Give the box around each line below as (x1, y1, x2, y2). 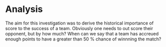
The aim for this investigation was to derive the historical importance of (5, 20, 154, 26)
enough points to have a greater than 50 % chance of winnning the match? (5, 36, 161, 42)
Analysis (5, 3, 43, 15)
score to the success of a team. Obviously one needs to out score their (5, 25, 153, 31)
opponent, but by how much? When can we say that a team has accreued (5, 30, 159, 36)
